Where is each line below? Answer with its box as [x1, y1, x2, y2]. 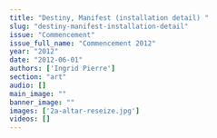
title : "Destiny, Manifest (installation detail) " [9, 13, 209, 23]
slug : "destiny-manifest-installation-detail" [9, 22, 189, 31]
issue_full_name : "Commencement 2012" [9, 38, 156, 48]
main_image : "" [9, 89, 67, 98]
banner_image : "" [9, 97, 75, 107]
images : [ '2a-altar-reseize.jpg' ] [9, 106, 141, 115]
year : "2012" [9, 47, 59, 56]
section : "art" [9, 73, 67, 82]
